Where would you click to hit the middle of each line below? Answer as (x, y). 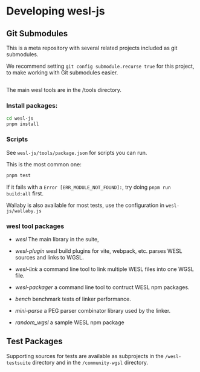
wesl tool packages (35, 226)
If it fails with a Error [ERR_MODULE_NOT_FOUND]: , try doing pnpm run (89, 187)
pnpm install (23, 124)
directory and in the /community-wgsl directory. (90, 362)
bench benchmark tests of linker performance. (73, 299)
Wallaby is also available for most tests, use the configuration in (85, 205)
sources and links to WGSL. (50, 257)
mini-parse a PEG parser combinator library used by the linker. (93, 310)
